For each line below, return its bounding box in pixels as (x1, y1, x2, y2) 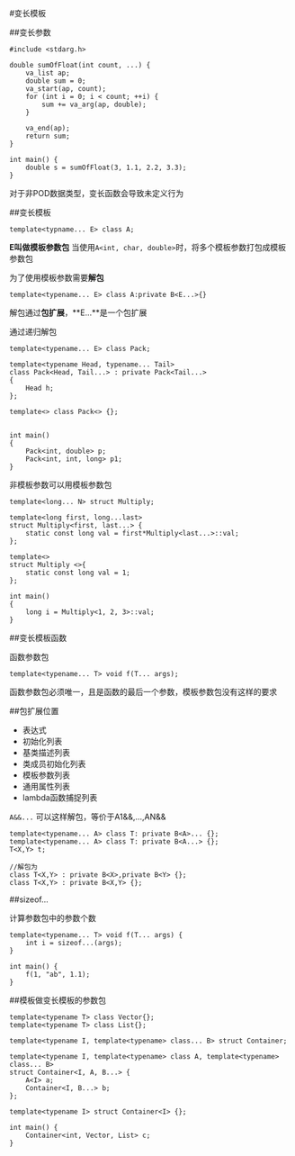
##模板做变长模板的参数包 (9, 995, 106, 1006)
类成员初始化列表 (22, 759, 86, 769)
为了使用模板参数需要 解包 (9, 273, 104, 283)
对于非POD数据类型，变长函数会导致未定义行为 (9, 188, 184, 198)
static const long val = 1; (25, 568, 130, 577)
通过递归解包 (9, 327, 57, 337)
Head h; (25, 384, 54, 393)
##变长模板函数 (9, 633, 67, 643)
